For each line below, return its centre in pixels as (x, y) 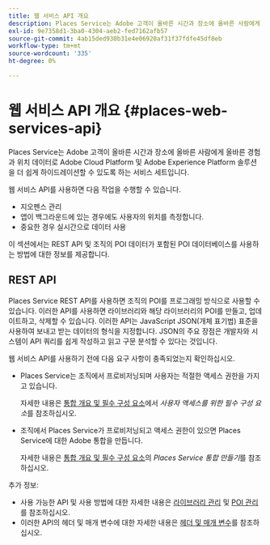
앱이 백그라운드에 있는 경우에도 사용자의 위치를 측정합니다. (112, 216)
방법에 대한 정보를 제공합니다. (63, 254)
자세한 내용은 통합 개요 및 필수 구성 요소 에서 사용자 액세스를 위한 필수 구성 (136, 402)
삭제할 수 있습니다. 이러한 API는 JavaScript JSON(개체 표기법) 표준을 (148, 321)
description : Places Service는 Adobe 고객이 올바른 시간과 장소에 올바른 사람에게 (134, 23)
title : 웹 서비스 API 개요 (49, 16)
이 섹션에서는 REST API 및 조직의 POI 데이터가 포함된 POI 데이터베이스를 (123, 244)
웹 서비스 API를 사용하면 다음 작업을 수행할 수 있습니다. (95, 189)
